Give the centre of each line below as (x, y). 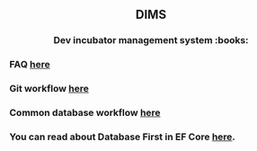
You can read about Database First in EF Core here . (123, 137)
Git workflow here (49, 89)
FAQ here (30, 65)
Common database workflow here (85, 113)
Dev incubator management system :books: (151, 40)
